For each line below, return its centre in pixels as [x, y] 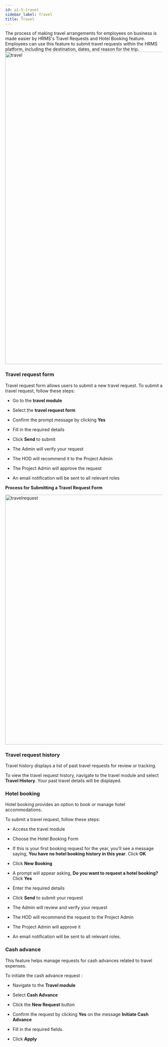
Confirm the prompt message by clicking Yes [59, 420]
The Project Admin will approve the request [57, 468]
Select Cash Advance [35, 995]
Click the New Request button [43, 1005]
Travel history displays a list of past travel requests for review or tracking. [81, 766]
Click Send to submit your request [48, 898]
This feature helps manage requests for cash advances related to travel [79, 961]
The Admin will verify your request [48, 449]
